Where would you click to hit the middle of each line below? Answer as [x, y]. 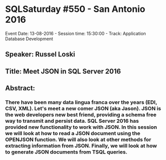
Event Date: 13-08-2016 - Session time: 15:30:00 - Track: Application [76, 33]
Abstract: [20, 88]
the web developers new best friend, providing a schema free [81, 115]
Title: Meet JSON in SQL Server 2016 [63, 71]
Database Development [29, 39]
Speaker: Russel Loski [40, 54]
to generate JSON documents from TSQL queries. [66, 152]
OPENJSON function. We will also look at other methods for [78, 140]
